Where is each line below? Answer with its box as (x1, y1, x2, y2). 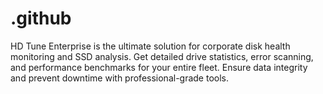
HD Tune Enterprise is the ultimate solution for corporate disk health (10, 40, 291, 52)
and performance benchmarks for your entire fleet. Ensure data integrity (10, 61, 308, 73)
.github (10, 7, 72, 30)
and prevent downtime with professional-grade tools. (10, 72, 230, 84)
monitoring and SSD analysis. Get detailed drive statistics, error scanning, (10, 50, 314, 62)
